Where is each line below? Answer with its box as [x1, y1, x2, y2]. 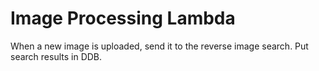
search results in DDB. [10, 50, 103, 62]
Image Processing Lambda [10, 7, 236, 30]
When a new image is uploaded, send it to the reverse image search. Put [10, 40, 309, 52]
